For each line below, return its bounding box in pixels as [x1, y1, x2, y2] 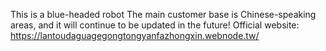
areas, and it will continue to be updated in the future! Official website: [10, 19, 300, 31]
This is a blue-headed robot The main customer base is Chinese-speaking [10, 9, 317, 20]
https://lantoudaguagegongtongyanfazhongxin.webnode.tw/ [10, 30, 260, 41]
